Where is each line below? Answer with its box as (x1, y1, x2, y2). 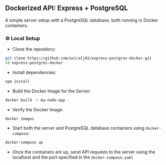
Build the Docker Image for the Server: (12, 88, 91, 94)
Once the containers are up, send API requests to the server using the (12, 149, 155, 155)
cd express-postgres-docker (5, 60, 63, 65)
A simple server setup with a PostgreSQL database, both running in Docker (5, 17, 159, 23)
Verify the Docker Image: (12, 106, 63, 112)
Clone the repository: (12, 46, 56, 52)
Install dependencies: (12, 69, 56, 75)
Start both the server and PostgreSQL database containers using (12, 125, 145, 131)
